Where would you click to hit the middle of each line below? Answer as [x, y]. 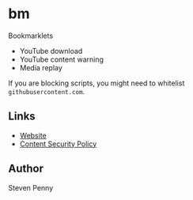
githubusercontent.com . [47, 91]
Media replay [41, 67]
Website [33, 135]
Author [26, 169]
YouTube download [51, 51]
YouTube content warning [62, 59]
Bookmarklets [31, 36]
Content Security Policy [58, 144]
